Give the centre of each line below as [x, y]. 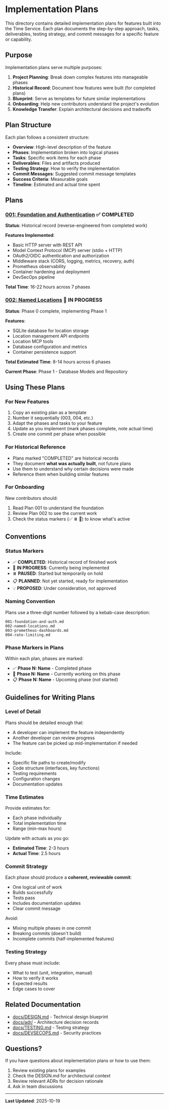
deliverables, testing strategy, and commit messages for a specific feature [82, 34]
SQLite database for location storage [51, 331]
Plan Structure [28, 125]
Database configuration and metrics [50, 347]
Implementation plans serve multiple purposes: [54, 67]
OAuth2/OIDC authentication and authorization [61, 256]
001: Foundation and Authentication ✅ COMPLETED [70, 214]
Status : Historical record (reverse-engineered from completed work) [76, 226]
